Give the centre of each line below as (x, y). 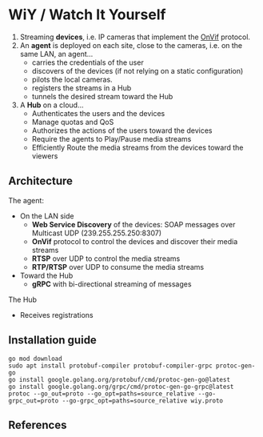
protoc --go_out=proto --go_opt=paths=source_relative (102, 394)
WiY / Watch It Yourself (87, 15)
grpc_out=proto (34, 401)
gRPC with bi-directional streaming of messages (112, 284)
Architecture (41, 181)
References (38, 425)
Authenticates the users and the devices (98, 113)
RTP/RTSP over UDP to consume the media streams (118, 267)
